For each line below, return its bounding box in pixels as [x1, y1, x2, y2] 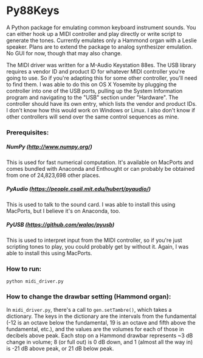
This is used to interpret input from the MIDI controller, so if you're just [6, 236, 182, 244]
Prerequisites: [6, 128, 49, 137]
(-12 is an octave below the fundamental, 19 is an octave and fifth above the [6, 319, 196, 326]
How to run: [6, 264, 42, 273]
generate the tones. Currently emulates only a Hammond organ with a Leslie [6, 36, 198, 44]
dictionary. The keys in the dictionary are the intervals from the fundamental [6, 312, 196, 320]
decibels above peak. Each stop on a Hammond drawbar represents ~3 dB [6, 332, 193, 339]
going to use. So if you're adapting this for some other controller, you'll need [6, 74, 198, 81]
